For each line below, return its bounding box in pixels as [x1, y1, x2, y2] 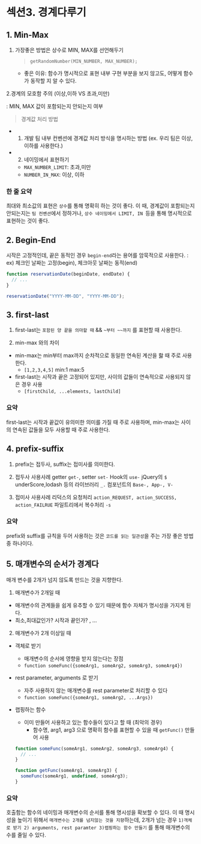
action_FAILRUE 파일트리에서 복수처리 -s [14, 501, 111, 508]
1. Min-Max [6, 29, 49, 40]
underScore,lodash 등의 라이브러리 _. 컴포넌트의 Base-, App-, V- [14, 481, 173, 488]
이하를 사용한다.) [23, 142, 63, 149]
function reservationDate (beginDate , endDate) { [6, 271, 130, 277]
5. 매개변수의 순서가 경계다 [6, 559, 99, 569]
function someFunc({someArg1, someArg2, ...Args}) [23, 695, 154, 701]
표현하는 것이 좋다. [6, 217, 50, 225]
